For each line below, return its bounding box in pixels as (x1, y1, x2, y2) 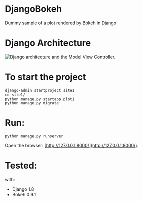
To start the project (5, 71, 86, 83)
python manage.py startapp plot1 (5, 96, 75, 101)
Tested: (5, 160, 37, 171)
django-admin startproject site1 (5, 88, 75, 93)
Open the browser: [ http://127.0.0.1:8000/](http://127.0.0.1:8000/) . (5, 142, 139, 148)
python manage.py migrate (5, 100, 59, 105)
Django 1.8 (12, 186, 34, 192)
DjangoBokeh (5, 3, 62, 15)
